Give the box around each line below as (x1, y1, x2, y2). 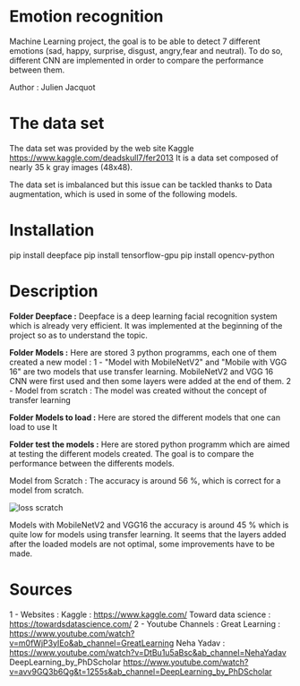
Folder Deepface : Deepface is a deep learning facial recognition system (9, 311, 278, 322)
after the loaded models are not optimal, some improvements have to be (9, 538, 275, 549)
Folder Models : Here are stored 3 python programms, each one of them (9, 347, 278, 357)
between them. (9, 64, 65, 75)
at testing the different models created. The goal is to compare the (9, 448, 254, 459)
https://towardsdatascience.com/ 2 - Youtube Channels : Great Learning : (9, 618, 280, 629)
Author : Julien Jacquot (9, 81, 96, 92)
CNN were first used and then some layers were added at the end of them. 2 (9, 375, 292, 386)
